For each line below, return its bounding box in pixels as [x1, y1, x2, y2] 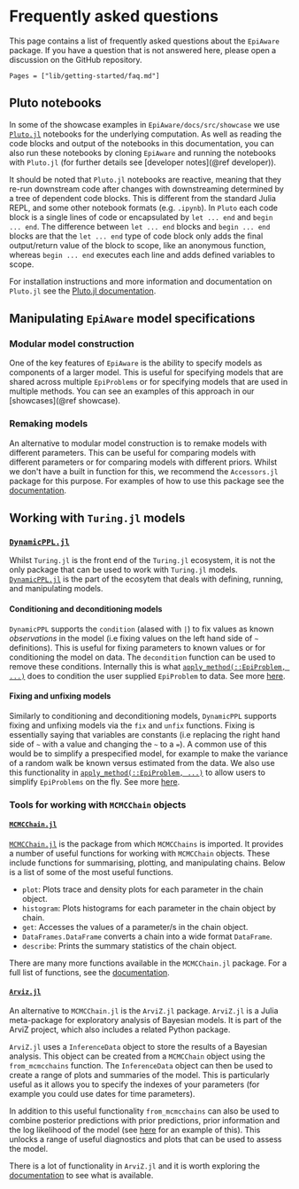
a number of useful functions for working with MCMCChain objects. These [9, 848, 271, 858]
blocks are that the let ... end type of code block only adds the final [9, 231, 264, 241]
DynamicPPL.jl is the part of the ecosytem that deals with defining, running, [9, 574, 284, 584]
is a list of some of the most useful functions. [9, 866, 174, 877]
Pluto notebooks [9, 96, 102, 111]
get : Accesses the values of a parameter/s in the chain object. [21, 921, 249, 932]
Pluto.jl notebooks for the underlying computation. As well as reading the [9, 129, 282, 139]
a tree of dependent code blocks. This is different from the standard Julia [9, 192, 277, 203]
